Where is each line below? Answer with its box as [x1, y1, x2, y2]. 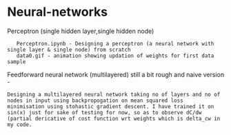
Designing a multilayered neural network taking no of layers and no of [7, 91, 221, 98]
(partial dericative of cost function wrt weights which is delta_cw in [7, 115, 221, 122]
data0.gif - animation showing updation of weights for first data [16, 52, 214, 59]
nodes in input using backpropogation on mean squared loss [7, 97, 184, 104]
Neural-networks [7, 4, 108, 20]
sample [7, 58, 26, 65]
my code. [7, 121, 32, 128]
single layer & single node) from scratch [7, 46, 131, 53]
